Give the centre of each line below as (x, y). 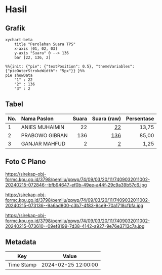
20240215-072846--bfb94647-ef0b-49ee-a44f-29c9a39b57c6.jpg (76, 185)
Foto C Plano (26, 162)
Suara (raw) (107, 118)
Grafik (15, 28)
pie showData (19, 75)
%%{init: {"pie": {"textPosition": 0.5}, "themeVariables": (70, 67)
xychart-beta (19, 40)
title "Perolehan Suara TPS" (45, 44)
